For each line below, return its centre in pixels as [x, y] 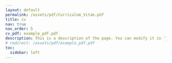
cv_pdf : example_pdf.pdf [32, 34]
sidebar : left [25, 52]
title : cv [16, 19]
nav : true [16, 24]
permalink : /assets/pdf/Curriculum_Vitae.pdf [55, 15]
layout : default [23, 10]
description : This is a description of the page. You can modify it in [83, 39]
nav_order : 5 [19, 29]
